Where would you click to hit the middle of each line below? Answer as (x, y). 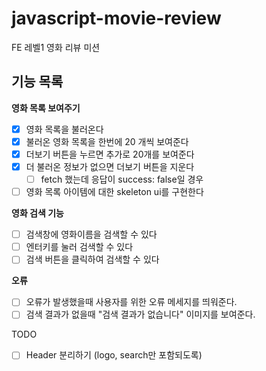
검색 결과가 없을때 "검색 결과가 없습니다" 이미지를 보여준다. (140, 314)
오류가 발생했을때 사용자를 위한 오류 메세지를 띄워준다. (131, 302)
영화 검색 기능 (37, 213)
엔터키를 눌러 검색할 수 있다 (79, 247)
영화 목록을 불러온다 (64, 129)
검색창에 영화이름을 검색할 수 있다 (91, 234)
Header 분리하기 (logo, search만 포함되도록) (114, 355)
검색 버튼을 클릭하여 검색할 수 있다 (92, 259)
